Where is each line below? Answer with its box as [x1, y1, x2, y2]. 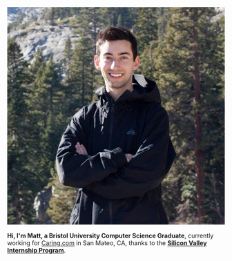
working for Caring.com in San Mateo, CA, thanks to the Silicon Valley [7, 239, 207, 247]
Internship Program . [7, 246, 66, 254]
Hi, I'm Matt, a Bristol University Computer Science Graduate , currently [7, 231, 214, 240]
